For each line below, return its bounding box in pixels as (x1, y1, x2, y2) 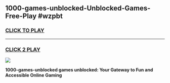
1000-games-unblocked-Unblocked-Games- (5, 4, 151, 13)
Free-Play (5, 12, 37, 21)
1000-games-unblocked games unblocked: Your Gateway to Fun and (5, 66, 153, 72)
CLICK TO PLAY (5, 27, 45, 34)
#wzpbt (37, 12, 63, 21)
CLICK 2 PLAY (5, 46, 40, 53)
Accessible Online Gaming (5, 72, 62, 78)
